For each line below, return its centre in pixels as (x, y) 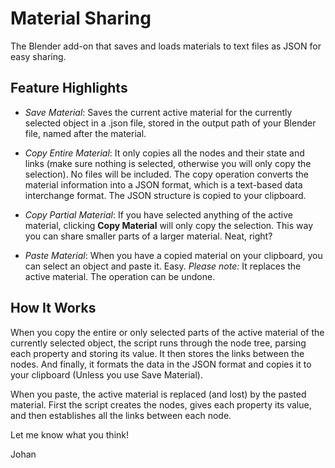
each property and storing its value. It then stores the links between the (157, 353)
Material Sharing (81, 18)
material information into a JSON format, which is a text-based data (163, 184)
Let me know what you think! (69, 434)
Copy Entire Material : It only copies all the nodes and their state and (164, 153)
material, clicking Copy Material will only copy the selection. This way (169, 225)
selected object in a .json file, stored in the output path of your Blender (170, 123)
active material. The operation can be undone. (120, 276)
